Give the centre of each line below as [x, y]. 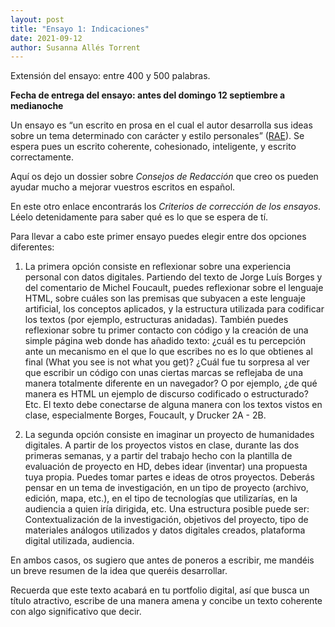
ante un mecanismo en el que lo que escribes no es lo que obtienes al [168, 352]
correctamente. [42, 157]
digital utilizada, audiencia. [79, 541]
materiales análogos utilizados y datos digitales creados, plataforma [165, 530]
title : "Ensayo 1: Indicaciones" [80, 29]
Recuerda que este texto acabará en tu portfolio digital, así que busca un [160, 590]
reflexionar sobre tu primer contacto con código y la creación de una [166, 330]
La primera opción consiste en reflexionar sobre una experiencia [158, 267]
